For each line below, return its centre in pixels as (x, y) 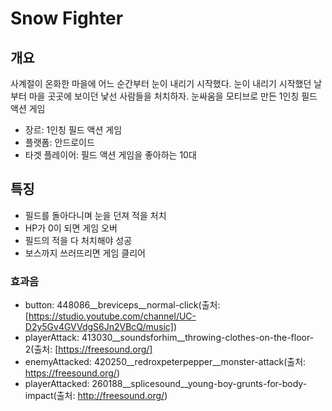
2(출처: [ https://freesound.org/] (88, 349)
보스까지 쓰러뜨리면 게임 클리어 (85, 253)
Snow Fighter (67, 18)
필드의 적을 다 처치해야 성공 (78, 240)
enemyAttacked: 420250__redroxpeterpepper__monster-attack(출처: (165, 362)
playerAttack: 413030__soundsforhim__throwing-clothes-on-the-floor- (169, 338)
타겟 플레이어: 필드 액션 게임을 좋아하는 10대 (110, 155)
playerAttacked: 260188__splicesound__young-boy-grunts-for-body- (166, 384)
